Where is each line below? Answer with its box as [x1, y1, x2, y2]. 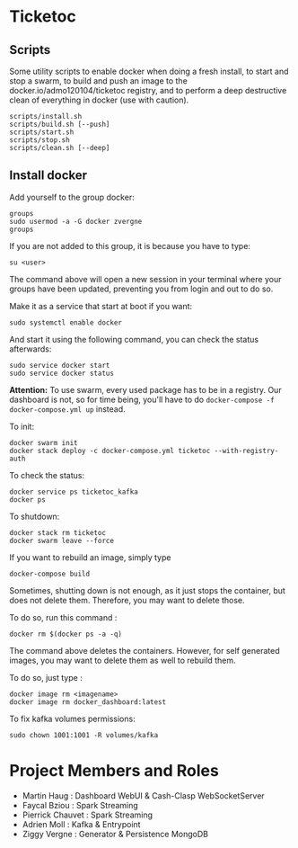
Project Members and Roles [9, 761, 220, 781]
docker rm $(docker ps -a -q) [9, 629, 123, 638]
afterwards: [9, 344, 52, 354]
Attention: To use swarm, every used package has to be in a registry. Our [9, 384, 282, 395]
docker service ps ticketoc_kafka [9, 487, 139, 496]
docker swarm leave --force [9, 536, 115, 545]
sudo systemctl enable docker [9, 317, 123, 327]
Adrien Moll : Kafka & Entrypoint [22, 818, 141, 829]
